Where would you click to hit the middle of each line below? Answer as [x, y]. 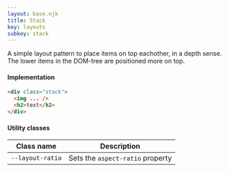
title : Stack [27, 20]
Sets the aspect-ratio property [120, 158]
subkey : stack [28, 33]
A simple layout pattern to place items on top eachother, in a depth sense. [115, 54]
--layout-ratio [36, 158]
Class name [36, 147]
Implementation [31, 77]
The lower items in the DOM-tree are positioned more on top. [96, 61]
